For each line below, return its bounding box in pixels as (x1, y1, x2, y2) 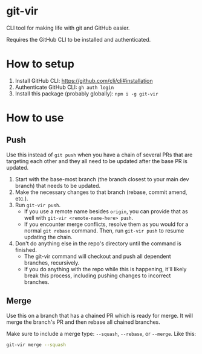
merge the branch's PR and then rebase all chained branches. (6, 318, 160, 326)
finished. (15, 246, 37, 253)
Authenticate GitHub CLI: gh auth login (15, 83, 114, 91)
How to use (6, 111, 64, 125)
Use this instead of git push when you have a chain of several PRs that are (6, 151, 193, 158)
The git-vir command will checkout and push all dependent (24, 253, 171, 260)
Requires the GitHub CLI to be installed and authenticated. (6, 36, 151, 43)
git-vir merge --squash (6, 341, 67, 348)
